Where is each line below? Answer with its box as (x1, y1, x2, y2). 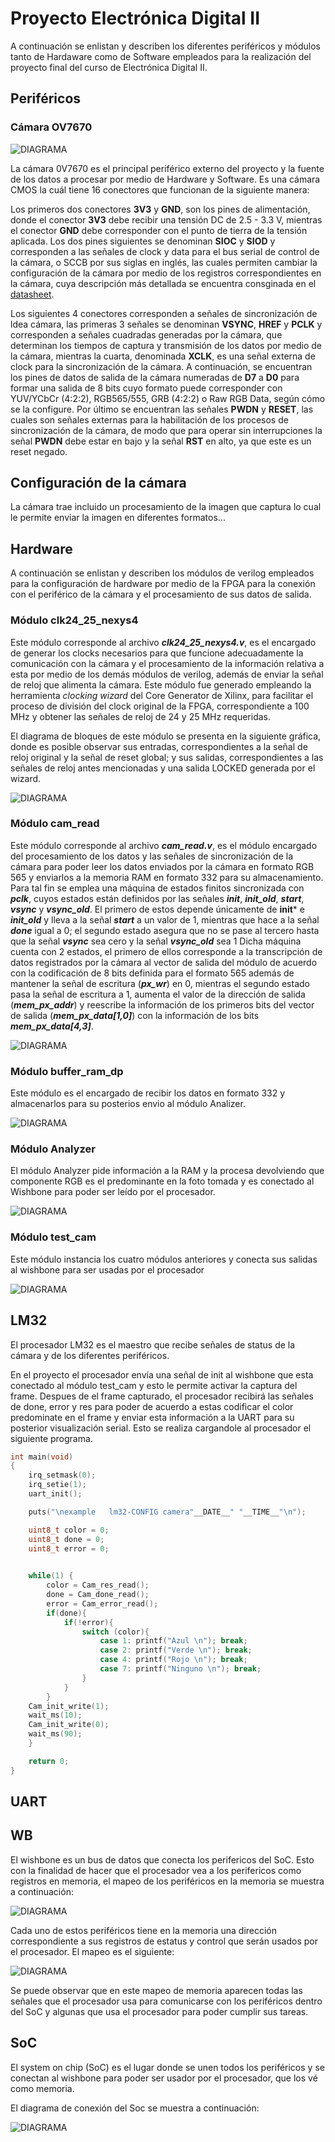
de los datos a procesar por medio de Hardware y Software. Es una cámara (10, 173, 321, 185)
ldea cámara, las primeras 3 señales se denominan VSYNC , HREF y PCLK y (10, 318, 323, 330)
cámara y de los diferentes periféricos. (10, 1349, 170, 1361)
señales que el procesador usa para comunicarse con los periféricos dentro (10, 1995, 323, 2007)
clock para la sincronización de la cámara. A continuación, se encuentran (10, 360, 313, 372)
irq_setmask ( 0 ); (28, 1470, 97, 1481)
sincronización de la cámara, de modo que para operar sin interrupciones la (10, 424, 323, 436)
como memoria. (10, 2082, 75, 2094)
